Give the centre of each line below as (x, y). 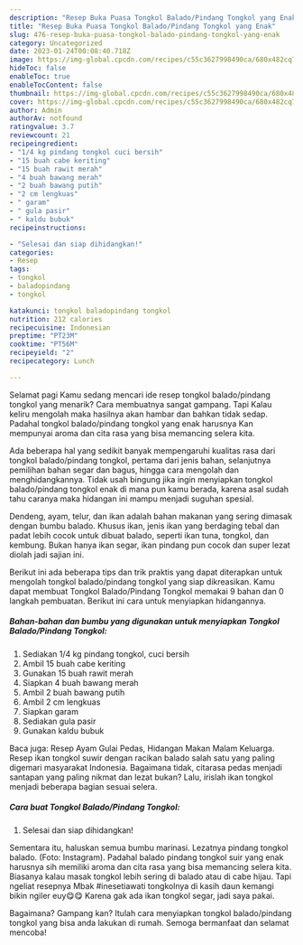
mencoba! (28, 932)
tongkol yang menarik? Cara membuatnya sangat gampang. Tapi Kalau (141, 404)
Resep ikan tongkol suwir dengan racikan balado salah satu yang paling (142, 758)
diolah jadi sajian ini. (47, 554)
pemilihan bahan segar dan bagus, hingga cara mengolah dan (124, 470)
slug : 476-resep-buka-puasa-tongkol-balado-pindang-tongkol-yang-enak (145, 34)
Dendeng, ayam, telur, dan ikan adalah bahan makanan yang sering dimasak (151, 516)
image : (22, 60)
